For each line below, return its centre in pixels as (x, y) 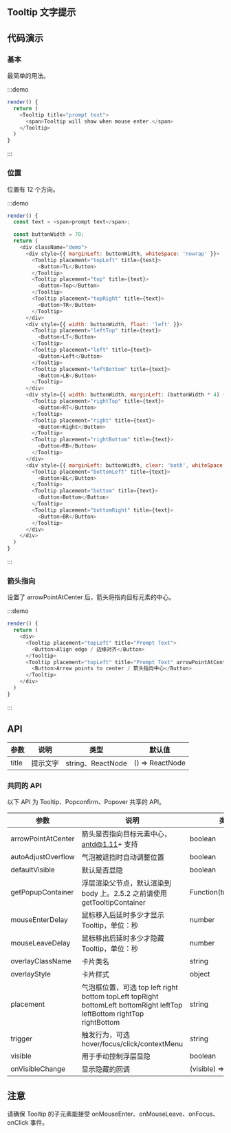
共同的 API (25, 785)
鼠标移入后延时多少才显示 (123, 914)
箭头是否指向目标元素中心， (126, 834)
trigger (22, 1039)
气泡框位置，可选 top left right (130, 987)
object (200, 974)
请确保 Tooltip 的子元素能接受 (49, 1114)
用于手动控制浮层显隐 (116, 1056)
